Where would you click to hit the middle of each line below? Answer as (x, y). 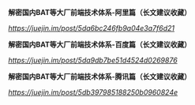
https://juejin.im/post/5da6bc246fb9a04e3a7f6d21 (92, 28)
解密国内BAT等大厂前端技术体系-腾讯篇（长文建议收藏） (100, 77)
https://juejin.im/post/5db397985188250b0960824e (93, 92)
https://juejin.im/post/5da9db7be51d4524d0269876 (93, 60)
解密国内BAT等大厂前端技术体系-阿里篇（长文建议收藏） (100, 12)
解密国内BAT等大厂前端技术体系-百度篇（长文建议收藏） (100, 44)
